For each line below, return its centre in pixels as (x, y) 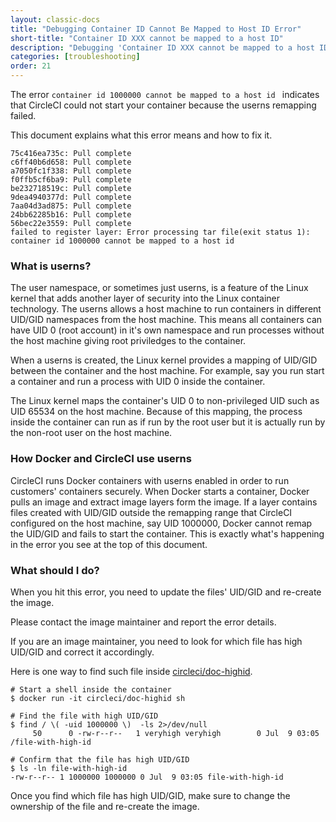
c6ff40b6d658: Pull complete (71, 162)
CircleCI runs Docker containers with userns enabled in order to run (150, 480)
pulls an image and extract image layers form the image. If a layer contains (164, 502)
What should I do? (55, 570)
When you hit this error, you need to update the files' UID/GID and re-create (166, 592)
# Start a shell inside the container (91, 689)
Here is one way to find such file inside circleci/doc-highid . (131, 671)
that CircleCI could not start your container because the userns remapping (163, 105)
